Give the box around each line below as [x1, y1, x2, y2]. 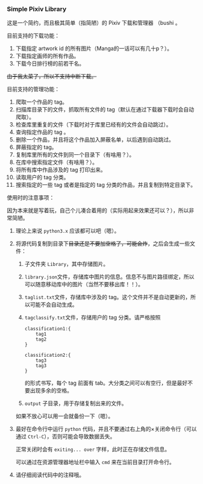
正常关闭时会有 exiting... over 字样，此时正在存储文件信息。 [15, 445, 170, 453]
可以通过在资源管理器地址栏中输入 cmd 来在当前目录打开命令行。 [15, 459, 175, 466]
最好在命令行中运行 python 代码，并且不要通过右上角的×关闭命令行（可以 [15, 426, 197, 433]
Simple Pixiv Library [7, 5, 67, 13]
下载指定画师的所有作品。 [15, 52, 80, 60]
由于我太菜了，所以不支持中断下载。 [7, 73, 97, 80]
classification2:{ [24, 352, 71, 359]
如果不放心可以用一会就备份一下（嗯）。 [15, 412, 114, 420]
